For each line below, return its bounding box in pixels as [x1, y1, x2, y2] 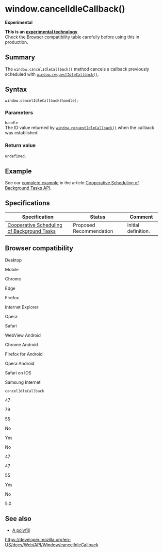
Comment [130, 213, 153, 220]
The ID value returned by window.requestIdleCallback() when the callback [5, 125, 154, 130]
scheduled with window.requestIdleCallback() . [5, 71, 99, 77]
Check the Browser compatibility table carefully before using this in [5, 34, 140, 40]
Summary [5, 53, 35, 62]
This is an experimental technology [5, 29, 78, 34]
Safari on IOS [5, 370, 32, 375]
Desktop [5, 257, 22, 263]
